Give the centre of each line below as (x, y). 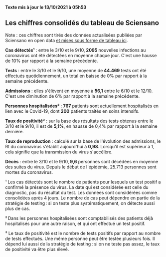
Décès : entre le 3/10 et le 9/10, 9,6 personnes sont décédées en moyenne (82, 161)
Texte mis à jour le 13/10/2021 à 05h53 (46, 7)
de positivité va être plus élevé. (37, 249)
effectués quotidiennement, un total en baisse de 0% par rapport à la (76, 76)
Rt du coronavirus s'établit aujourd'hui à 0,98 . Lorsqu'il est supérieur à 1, (80, 146)
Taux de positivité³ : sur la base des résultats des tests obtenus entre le (79, 121)
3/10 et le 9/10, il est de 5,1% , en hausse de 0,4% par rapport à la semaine (82, 126)
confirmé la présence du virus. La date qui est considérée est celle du (77, 187)
